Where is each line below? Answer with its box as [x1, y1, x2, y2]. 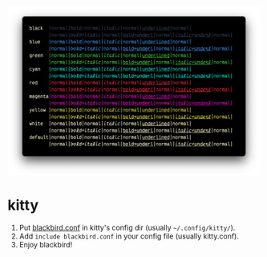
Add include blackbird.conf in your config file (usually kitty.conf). [18, 231, 240, 241]
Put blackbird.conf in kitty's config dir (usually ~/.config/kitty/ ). [18, 223, 236, 233]
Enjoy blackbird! [18, 240, 73, 250]
